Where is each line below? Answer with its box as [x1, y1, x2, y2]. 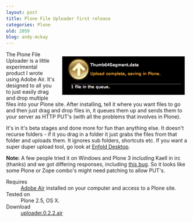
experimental [6, 63, 38, 70]
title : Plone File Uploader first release [6, 15, 111, 22]
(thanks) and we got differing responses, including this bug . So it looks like [6, 161, 185, 168]
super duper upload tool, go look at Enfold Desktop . [6, 144, 130, 151]
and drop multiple [6, 94, 48, 102]
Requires [6, 179, 27, 186]
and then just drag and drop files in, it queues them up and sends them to [6, 107, 183, 114]
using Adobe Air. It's [6, 76, 55, 83]
